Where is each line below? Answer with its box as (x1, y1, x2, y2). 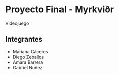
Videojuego (5, 20, 29, 26)
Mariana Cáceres (12, 48, 48, 54)
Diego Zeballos (12, 54, 44, 60)
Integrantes (5, 35, 43, 44)
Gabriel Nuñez (12, 64, 43, 70)
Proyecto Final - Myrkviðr (5, 4, 114, 15)
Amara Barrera (12, 59, 43, 65)
